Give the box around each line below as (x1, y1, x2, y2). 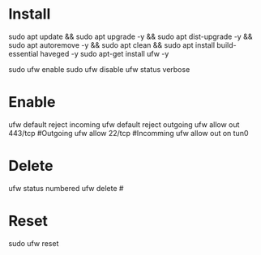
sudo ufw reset (8, 238, 59, 248)
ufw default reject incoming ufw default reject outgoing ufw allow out (8, 119, 240, 130)
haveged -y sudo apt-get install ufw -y (40, 49, 169, 58)
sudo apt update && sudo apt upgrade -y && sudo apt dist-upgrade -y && (8, 32, 253, 41)
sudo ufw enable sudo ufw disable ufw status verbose (8, 64, 190, 74)
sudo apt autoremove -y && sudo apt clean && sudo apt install (8, 40, 216, 49)
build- (216, 40, 237, 49)
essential (8, 49, 39, 58)
